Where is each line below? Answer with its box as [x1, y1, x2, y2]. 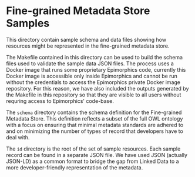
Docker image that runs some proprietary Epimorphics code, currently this [6, 66, 186, 73]
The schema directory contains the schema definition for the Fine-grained [6, 109, 182, 116]
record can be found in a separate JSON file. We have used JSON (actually [6, 151, 188, 158]
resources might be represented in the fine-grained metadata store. [6, 42, 170, 49]
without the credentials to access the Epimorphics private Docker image [6, 78, 181, 86]
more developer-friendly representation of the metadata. [6, 163, 143, 171]
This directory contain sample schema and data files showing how [6, 36, 166, 43]
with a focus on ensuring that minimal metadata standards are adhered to [6, 121, 184, 128]
